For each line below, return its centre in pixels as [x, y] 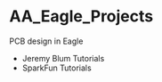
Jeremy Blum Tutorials [63, 58]
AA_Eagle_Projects [81, 16]
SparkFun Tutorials [57, 68]
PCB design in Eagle [46, 41]
